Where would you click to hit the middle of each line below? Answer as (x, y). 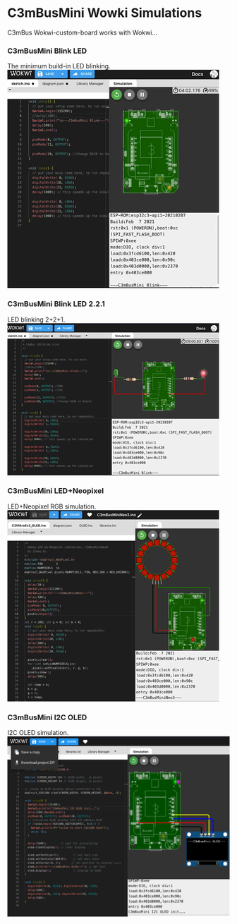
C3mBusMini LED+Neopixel (56, 491)
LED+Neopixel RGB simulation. (52, 506)
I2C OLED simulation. (38, 733)
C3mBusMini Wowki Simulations (105, 13)
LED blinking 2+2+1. (36, 320)
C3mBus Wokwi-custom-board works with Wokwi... (82, 32)
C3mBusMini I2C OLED (47, 717)
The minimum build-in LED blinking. (59, 66)
